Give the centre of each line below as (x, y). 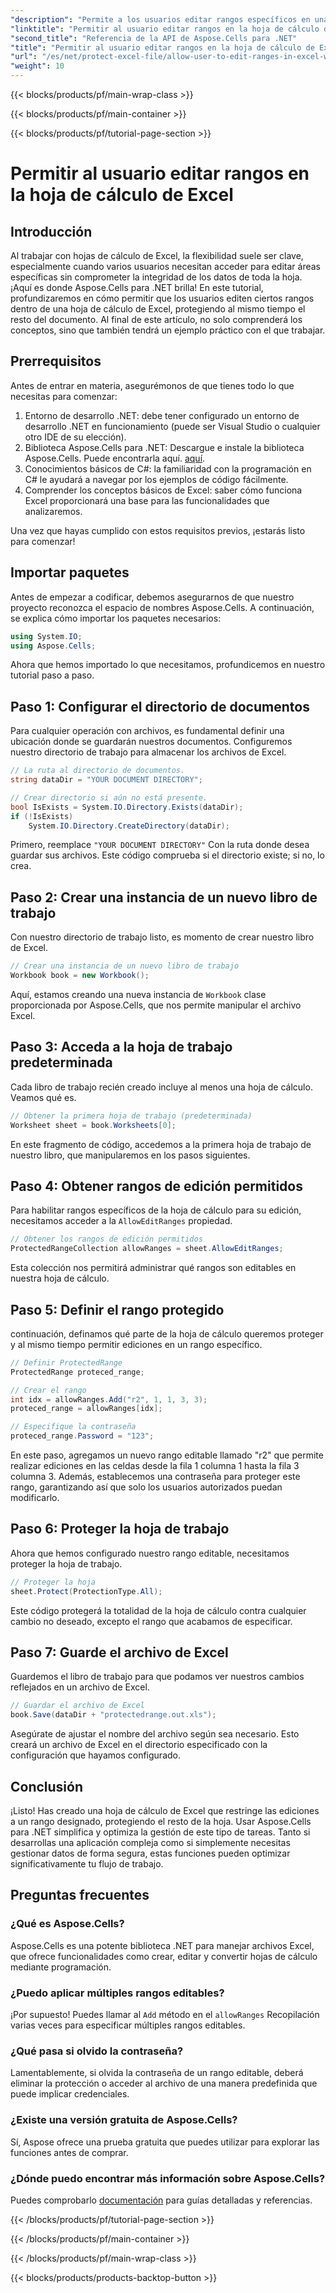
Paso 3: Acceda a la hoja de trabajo (121, 1047)
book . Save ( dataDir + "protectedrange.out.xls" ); (113, 1715)
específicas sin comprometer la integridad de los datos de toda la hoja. (156, 277)
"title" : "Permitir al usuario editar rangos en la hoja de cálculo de (162, 47)
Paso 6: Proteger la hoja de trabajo (120, 1529)
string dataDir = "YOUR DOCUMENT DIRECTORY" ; (106, 780)
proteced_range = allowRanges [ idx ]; (86, 1409)
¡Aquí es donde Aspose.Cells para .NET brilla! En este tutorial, (137, 287)
